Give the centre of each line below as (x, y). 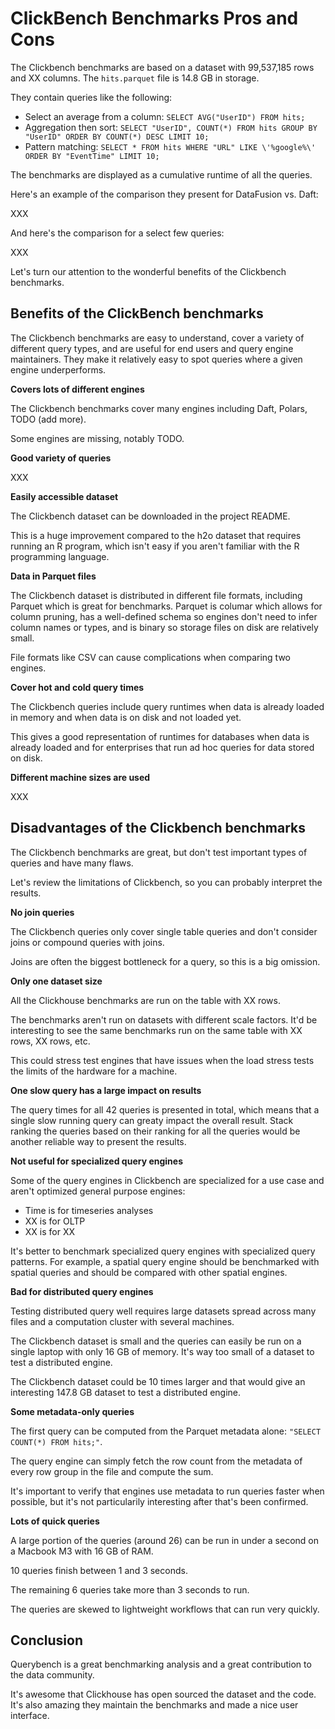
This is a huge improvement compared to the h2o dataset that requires (156, 535)
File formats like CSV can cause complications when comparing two (150, 657)
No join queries (42, 912)
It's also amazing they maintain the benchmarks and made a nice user (154, 1705)
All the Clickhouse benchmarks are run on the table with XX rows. (146, 1000)
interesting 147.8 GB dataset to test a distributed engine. (126, 1392)
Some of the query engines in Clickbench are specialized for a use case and (167, 1180)
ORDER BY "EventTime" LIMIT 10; (92, 156)
